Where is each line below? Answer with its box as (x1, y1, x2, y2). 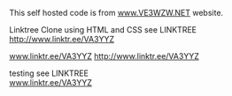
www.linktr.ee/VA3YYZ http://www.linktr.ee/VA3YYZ (9, 51, 199, 61)
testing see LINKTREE (9, 68, 89, 78)
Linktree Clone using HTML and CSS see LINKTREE (9, 25, 197, 34)
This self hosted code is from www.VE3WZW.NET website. (9, 8, 224, 18)
